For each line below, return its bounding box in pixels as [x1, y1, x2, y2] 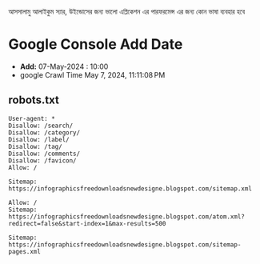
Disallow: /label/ [8, 135, 70, 143]
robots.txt [8, 94, 60, 107]
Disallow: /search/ [8, 122, 74, 130]
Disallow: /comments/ [8, 150, 81, 158]
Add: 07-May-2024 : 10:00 [19, 62, 109, 71]
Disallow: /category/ [8, 128, 81, 137]
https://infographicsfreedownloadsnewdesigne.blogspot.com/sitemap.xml [8, 184, 252, 193]
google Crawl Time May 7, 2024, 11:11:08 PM [19, 70, 166, 79]
